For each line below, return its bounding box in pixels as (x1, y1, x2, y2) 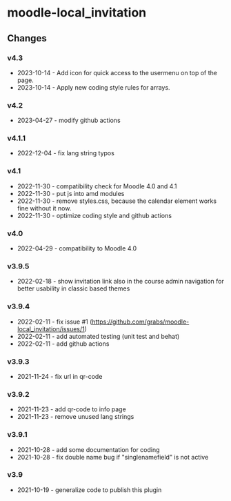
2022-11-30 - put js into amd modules (17, 189, 125, 197)
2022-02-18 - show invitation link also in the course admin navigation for (17, 277, 224, 286)
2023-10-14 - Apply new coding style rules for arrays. (17, 83, 170, 91)
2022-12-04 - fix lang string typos (17, 149, 115, 157)
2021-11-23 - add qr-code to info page (17, 405, 126, 413)
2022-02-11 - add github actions (17, 340, 110, 348)
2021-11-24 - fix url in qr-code (17, 372, 103, 380)
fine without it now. (17, 204, 72, 212)
